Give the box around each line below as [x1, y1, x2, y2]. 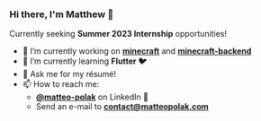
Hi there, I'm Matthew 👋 [9, 8, 114, 21]
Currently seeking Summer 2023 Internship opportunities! [9, 29, 228, 39]
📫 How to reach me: [22, 79, 100, 90]
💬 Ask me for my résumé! [22, 69, 117, 80]
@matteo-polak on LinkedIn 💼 [35, 91, 149, 102]
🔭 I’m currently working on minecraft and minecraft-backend [22, 46, 252, 56]
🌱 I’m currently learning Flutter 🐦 [22, 56, 147, 66]
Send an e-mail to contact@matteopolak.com [35, 101, 209, 112]
